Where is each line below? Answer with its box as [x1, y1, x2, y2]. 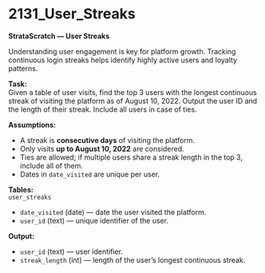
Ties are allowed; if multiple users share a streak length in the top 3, [19, 152, 243, 162]
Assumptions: [8, 120, 57, 129]
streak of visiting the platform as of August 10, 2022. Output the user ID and [8, 96, 258, 105]
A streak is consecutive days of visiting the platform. [19, 135, 196, 144]
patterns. [8, 63, 38, 73]
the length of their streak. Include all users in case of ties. [8, 105, 197, 114]
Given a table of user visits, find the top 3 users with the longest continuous [8, 87, 257, 97]
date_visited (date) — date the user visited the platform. [19, 207, 207, 216]
